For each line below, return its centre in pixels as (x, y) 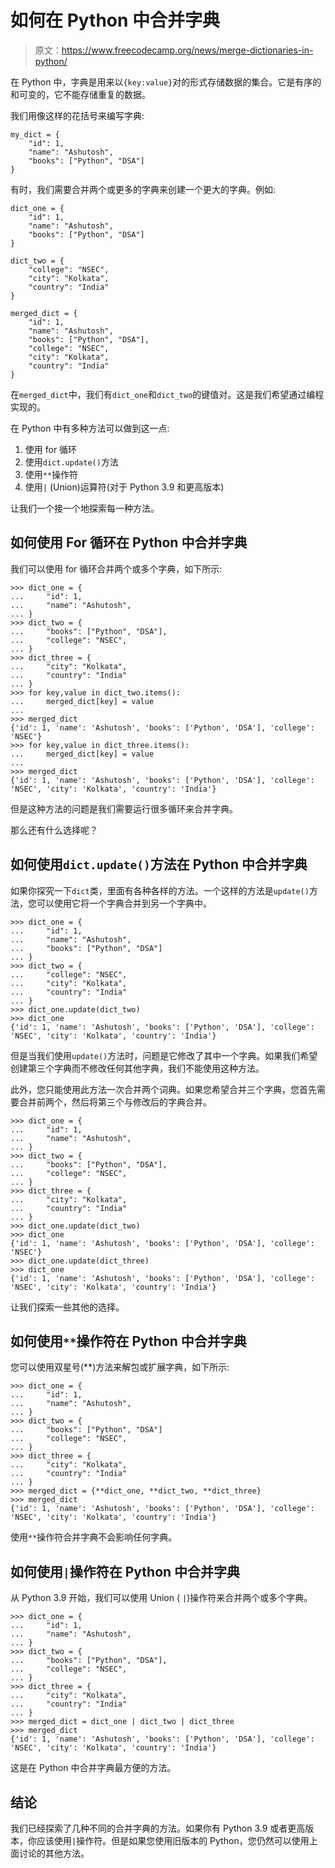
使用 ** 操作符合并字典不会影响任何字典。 (94, 1537)
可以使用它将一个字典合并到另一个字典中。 (124, 903)
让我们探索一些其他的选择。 (67, 1307)
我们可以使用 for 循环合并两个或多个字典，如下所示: (116, 568)
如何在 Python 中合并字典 (115, 20)
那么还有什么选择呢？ (54, 830)
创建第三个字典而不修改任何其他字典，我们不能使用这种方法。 (137, 1068)
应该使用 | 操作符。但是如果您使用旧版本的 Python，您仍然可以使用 (173, 1840)
